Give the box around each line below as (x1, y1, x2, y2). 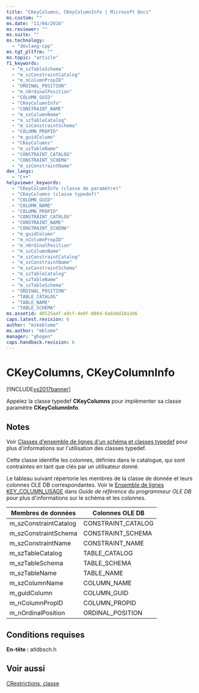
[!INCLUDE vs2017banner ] (6, 386, 71, 393)
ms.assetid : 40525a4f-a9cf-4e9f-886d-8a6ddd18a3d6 (6, 310, 138, 317)
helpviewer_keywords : (6, 180, 62, 186)
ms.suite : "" (6, 32, 40, 38)
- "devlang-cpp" (12, 43, 53, 50)
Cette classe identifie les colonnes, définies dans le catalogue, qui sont (6, 457, 185, 464)
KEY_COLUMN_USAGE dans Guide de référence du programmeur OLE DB (6, 488, 192, 495)
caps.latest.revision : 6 (6, 317, 70, 323)
